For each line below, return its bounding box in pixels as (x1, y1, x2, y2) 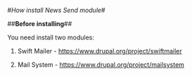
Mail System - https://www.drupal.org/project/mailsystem (17, 61, 185, 69)
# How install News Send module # (7, 6, 105, 14)
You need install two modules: (7, 33, 95, 42)
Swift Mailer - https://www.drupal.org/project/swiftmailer (17, 47, 183, 55)
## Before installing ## (7, 20, 72, 27)
